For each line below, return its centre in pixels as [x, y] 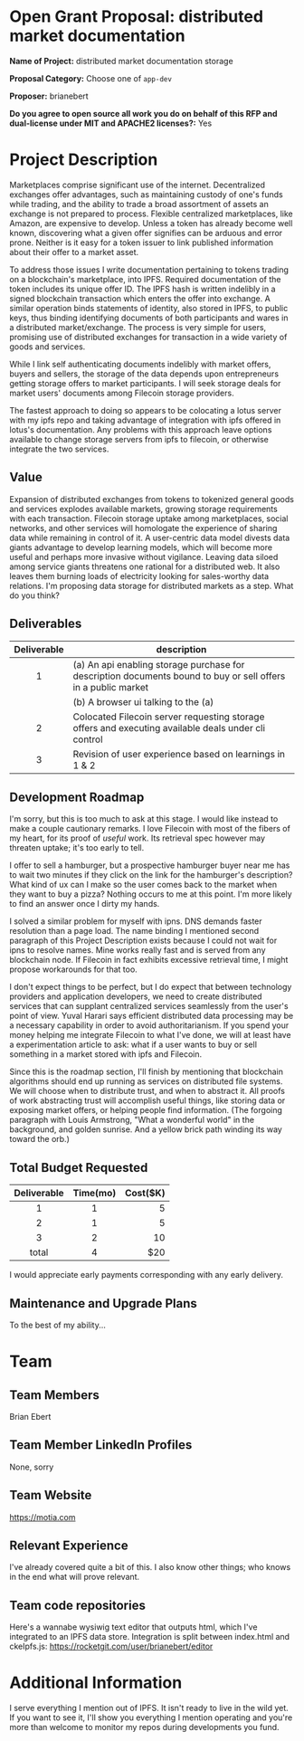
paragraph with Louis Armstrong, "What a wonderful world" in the [132, 1120]
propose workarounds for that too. [73, 969]
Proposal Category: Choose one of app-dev [90, 78]
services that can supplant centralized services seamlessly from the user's [149, 1006]
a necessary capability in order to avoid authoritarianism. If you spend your [149, 1025]
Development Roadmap [77, 797]
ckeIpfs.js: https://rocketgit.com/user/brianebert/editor [111, 1646]
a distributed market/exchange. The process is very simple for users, [138, 327]
